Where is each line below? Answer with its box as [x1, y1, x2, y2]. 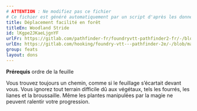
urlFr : [6, 36, 22, 41]
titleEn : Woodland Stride [6, 25, 69, 31]
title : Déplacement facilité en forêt [6, 19, 101, 25]
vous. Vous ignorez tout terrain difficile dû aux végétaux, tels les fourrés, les [6, 85, 190, 92]
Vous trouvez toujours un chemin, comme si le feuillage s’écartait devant [6, 79, 182, 86]
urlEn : [6, 41, 22, 47]
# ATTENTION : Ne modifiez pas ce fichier [6, 8, 111, 15]
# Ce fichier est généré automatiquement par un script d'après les [6, 14, 177, 20]
